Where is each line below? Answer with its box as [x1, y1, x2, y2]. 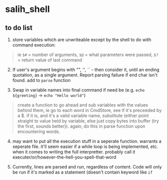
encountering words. [17, 128, 61, 134]
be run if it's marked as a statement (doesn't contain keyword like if [12, 169, 153, 175]
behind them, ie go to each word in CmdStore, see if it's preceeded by [17, 107, 162, 113]
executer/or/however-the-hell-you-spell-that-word [12, 154, 116, 160]
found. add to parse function [12, 77, 71, 83]
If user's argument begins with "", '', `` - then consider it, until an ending [12, 66, 160, 72]
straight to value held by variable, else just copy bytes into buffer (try [17, 118, 160, 123]
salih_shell [5, 3, 50, 15]
